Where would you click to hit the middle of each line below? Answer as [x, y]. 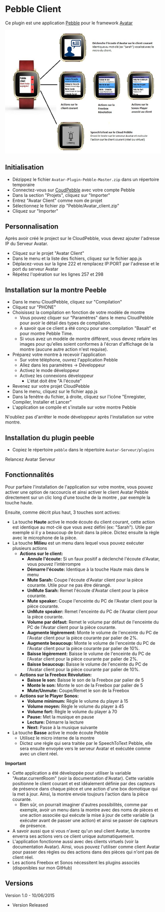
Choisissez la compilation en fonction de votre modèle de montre [78, 312]
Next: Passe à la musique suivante [62, 727]
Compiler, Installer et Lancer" [42, 402]
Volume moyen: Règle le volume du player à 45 [76, 706]
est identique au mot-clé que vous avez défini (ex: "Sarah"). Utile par [82, 527]
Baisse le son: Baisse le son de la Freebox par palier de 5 [85, 680]
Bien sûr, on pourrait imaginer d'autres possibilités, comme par [83, 804]
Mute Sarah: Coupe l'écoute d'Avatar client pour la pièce [85, 580]
